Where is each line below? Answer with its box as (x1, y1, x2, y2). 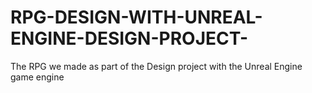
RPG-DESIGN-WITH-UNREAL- (10, 6, 263, 29)
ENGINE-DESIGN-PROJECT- (10, 27, 249, 50)
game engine (10, 71, 65, 83)
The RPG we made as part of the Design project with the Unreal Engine (10, 60, 303, 72)
